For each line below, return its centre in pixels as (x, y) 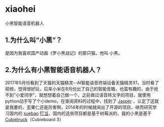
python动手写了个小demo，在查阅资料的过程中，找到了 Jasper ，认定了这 (80, 101)
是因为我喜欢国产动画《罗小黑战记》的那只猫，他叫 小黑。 (64, 53)
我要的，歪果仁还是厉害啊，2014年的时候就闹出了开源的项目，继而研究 (81, 107)
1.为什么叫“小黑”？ (34, 40)
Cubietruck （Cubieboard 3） (34, 119)
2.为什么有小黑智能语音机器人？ (54, 70)
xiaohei (20, 9)
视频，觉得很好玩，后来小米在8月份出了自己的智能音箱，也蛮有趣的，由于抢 (82, 89)
